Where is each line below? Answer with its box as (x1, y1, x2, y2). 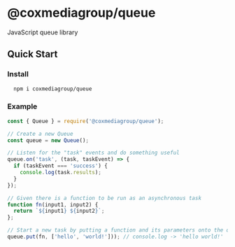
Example (7, 101, 38, 111)
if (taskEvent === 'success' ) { (13, 162, 108, 169)
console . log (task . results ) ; (20, 169, 101, 176)
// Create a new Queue (7, 130, 73, 137)
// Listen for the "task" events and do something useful (7, 149, 180, 157)
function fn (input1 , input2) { (7, 201, 99, 208)
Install (7, 69, 29, 79)
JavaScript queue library (7, 28, 78, 36)
